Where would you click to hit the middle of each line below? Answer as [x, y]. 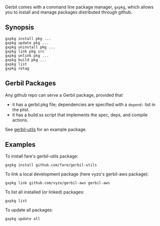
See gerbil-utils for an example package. [46, 129]
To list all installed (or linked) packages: [45, 192]
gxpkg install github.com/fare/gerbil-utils [51, 165]
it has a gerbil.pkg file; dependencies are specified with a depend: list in [84, 104]
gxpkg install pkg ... [28, 38]
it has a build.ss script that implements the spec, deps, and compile [80, 115]
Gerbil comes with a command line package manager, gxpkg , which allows [79, 7]
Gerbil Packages [30, 83]
